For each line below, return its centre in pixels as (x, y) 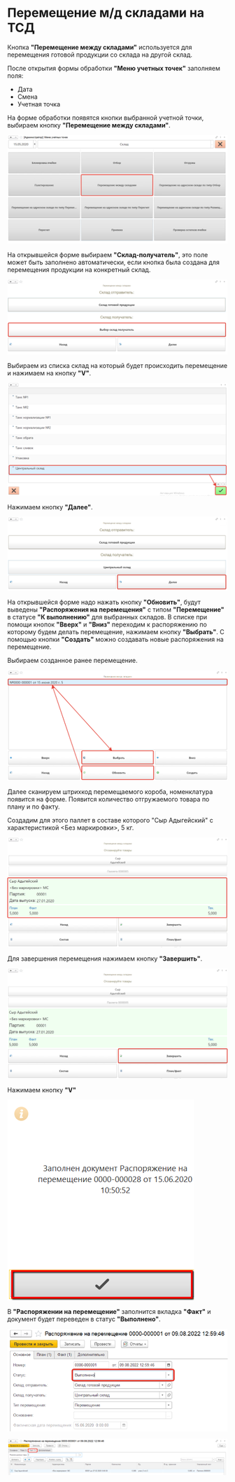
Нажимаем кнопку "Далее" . (50, 507)
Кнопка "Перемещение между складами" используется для (100, 47)
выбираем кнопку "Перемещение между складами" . (89, 125)
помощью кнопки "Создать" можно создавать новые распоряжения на (115, 639)
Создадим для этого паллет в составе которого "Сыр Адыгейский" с (110, 820)
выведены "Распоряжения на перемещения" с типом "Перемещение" (116, 609)
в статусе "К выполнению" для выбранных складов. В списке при (107, 617)
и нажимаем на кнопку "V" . (49, 373)
